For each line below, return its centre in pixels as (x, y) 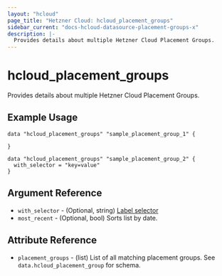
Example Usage (43, 118)
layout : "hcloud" (33, 14)
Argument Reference (55, 193)
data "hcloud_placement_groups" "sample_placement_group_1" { (101, 134)
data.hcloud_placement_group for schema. (79, 265)
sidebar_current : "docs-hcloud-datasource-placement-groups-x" (103, 27)
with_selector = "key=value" (57, 165)
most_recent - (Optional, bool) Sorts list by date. (88, 218)
